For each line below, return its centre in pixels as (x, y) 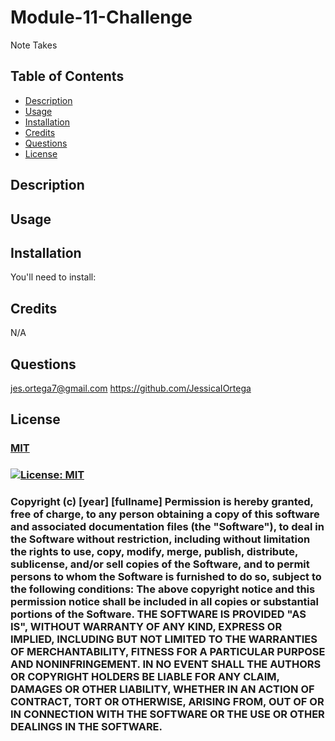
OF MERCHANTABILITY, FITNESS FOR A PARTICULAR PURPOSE (168, 652)
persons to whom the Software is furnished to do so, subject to (166, 577)
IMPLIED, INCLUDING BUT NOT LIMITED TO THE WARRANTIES (164, 639)
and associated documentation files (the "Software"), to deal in (167, 527)
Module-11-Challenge (101, 17)
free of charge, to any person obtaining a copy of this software (165, 514)
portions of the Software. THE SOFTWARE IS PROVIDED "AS (158, 614)
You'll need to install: (53, 277)
